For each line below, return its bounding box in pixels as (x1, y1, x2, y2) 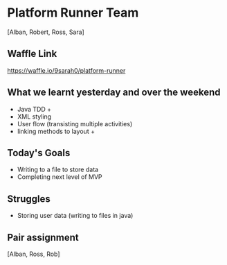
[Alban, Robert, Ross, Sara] (7, 28, 84, 36)
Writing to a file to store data (17, 165, 99, 174)
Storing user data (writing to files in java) (17, 212, 134, 220)
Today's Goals (7, 147, 71, 159)
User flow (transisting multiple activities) (17, 119, 133, 128)
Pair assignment (7, 231, 79, 243)
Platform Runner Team (7, 5, 139, 21)
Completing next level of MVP (17, 173, 102, 181)
